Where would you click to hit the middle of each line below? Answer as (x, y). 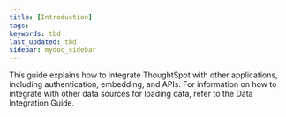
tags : (19, 26)
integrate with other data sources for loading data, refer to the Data (131, 94)
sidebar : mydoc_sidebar (53, 50)
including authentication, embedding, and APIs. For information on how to (143, 84)
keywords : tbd (35, 33)
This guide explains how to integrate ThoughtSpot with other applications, (143, 75)
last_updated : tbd (43, 42)
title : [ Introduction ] (51, 17)
